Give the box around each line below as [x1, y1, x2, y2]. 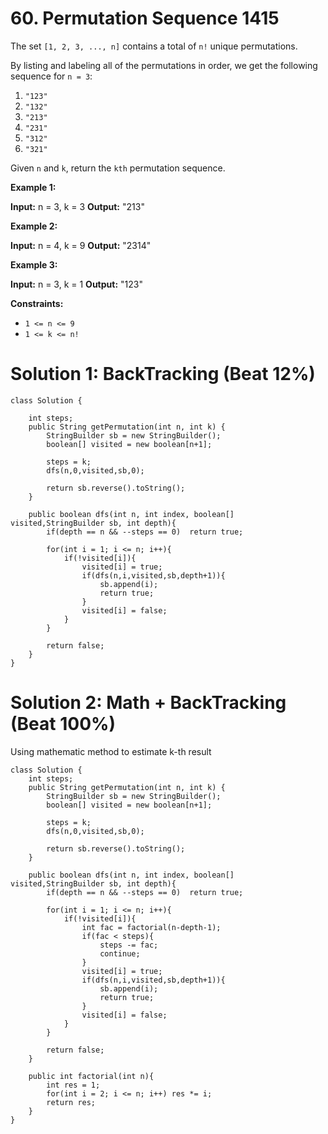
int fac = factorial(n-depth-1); [81, 922, 222, 932]
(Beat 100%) [10, 713, 116, 736]
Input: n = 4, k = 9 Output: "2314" [10, 239, 152, 251]
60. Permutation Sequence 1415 [10, 7, 280, 30]
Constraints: [10, 297, 64, 309]
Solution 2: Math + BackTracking [10, 692, 287, 714]
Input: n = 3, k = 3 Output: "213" [10, 200, 145, 212]
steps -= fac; [99, 940, 159, 950]
